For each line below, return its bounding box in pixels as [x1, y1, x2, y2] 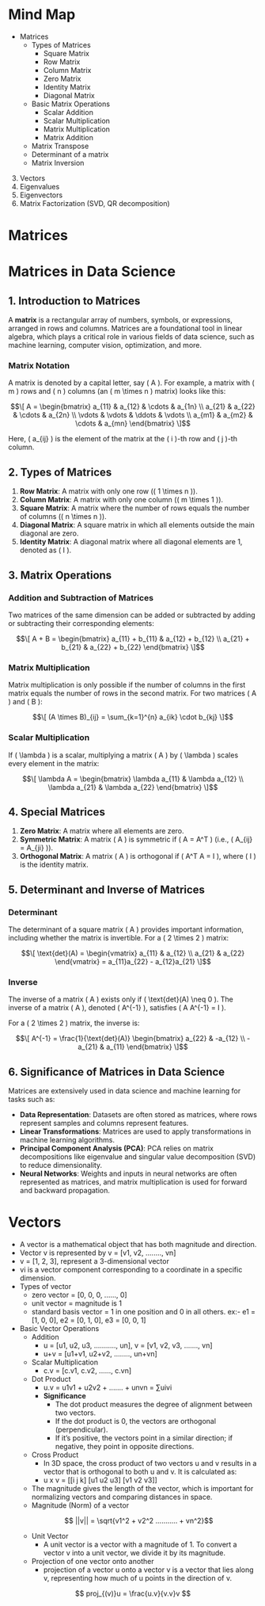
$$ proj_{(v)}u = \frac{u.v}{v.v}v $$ [74, 1589, 191, 1598]
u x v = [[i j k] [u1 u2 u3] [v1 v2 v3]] [43, 1475, 158, 1485]
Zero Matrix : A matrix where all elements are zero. [19, 826, 184, 836]
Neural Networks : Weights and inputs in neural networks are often [19, 1169, 237, 1178]
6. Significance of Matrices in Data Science [8, 1065, 225, 1078]
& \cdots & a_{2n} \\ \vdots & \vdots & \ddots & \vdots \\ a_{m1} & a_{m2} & [13, 410, 253, 420]
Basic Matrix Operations [31, 99, 111, 109]
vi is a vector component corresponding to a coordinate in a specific [19, 1265, 243, 1275]
